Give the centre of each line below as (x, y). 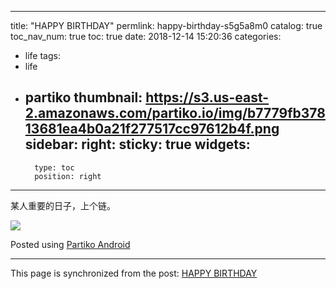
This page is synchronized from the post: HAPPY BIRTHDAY (134, 273)
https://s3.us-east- (207, 97)
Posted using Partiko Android (70, 244)
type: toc (54, 167)
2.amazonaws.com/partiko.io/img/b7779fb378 (175, 113)
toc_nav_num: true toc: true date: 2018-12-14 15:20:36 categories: (146, 36)
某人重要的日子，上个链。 (63, 205)
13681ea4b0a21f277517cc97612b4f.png (152, 129)
